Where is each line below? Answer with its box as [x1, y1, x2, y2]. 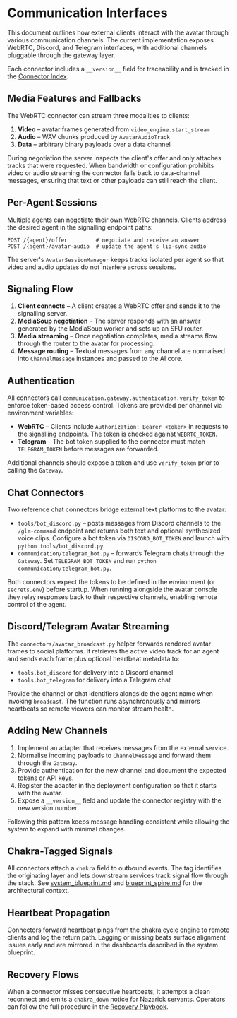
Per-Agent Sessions [7, 196, 97, 209]
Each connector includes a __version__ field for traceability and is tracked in [7, 64, 229, 73]
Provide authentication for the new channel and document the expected [17, 766, 227, 774]
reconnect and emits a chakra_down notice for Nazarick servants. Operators [7, 995, 226, 1004]
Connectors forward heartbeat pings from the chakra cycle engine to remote [7, 925, 230, 934]
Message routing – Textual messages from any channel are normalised [17, 347, 226, 355]
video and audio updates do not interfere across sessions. [7, 263, 176, 271]
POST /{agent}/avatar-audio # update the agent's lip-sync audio [7, 242, 207, 250]
